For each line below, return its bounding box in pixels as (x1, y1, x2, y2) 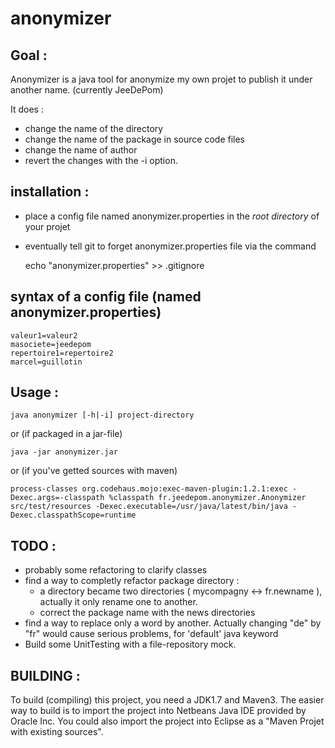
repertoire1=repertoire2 (10, 348, 114, 358)
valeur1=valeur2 (10, 330, 78, 341)
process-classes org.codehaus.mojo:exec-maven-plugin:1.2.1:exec (10, 484, 288, 494)
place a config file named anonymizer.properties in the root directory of (24, 210, 320, 222)
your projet (24, 220, 71, 232)
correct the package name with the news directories (39, 607, 256, 619)
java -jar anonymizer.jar (10, 447, 118, 457)
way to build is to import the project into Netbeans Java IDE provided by (10, 705, 307, 717)
